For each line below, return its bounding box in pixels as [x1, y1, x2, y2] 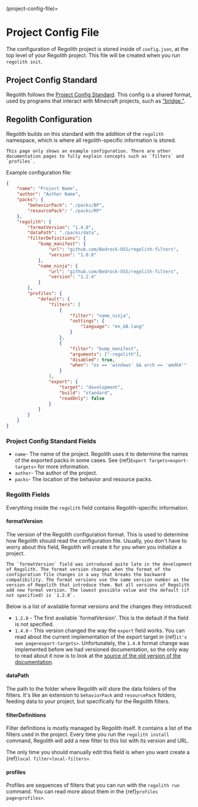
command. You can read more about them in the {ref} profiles [6, 788, 158, 795]
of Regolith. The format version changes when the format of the [6, 566, 171, 572]
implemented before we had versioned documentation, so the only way [14, 646, 189, 653]
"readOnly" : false [59, 395, 105, 401]
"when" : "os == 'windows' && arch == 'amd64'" [69, 362, 187, 368]
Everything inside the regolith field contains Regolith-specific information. [6, 504, 189, 511]
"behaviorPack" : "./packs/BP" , [27, 202, 105, 208]
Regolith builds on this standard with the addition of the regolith [6, 130, 164, 137]
